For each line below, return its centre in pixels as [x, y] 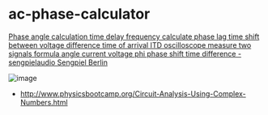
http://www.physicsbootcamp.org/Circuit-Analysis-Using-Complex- [133, 93]
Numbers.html [44, 102]
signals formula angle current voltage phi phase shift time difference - [125, 53]
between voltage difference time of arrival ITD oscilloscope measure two [130, 45]
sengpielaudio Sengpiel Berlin [58, 62]
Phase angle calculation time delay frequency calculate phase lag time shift [134, 36]
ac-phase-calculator [79, 14]
